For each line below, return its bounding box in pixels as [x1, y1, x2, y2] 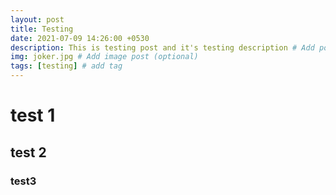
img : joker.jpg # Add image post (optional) [10, 52, 199, 62]
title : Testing [10, 24, 74, 34]
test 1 [10, 104, 56, 127]
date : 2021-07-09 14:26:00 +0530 [10, 33, 150, 43]
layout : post [10, 14, 65, 25]
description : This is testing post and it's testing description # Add [10, 42, 315, 53]
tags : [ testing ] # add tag [10, 61, 123, 71]
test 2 [10, 144, 47, 161]
